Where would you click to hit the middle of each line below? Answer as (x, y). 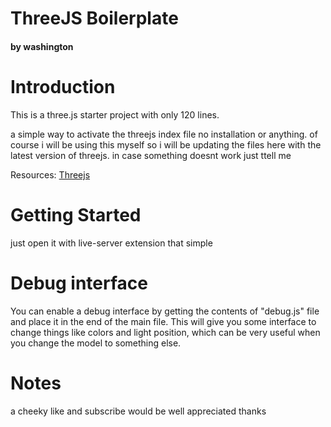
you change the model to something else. (96, 343)
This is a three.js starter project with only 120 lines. (115, 114)
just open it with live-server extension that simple (111, 243)
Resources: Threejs (50, 174)
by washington (42, 46)
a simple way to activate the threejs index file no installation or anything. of (164, 134)
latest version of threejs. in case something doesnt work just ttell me (151, 155)
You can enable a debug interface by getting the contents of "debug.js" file (165, 311)
